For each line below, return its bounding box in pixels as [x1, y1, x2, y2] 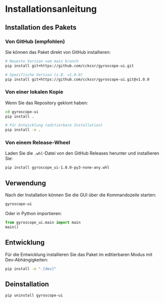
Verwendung [5, 179, 46, 187]
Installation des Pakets [5, 23, 77, 32]
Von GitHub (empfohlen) [5, 38, 65, 45]
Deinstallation [5, 280, 50, 288]
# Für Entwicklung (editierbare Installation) [5, 123, 103, 128]
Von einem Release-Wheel [5, 139, 70, 146]
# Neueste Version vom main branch [5, 58, 79, 64]
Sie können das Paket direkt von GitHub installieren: [5, 49, 111, 55]
